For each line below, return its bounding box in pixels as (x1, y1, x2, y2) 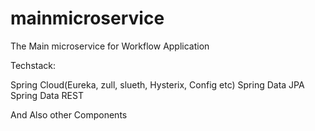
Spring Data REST (10, 89, 84, 101)
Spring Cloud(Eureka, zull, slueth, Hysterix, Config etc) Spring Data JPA (10, 78, 305, 91)
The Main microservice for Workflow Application (10, 40, 210, 52)
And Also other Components (10, 108, 128, 121)
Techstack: (10, 59, 56, 71)
